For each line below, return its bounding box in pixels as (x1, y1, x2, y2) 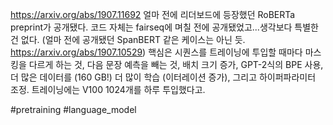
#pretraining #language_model (10, 104, 137, 115)
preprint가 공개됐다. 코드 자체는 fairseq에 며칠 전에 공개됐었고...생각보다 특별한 (10, 21, 319, 33)
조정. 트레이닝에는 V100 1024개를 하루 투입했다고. (10, 84, 206, 95)
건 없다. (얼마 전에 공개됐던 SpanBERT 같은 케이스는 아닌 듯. (10, 34, 246, 45)
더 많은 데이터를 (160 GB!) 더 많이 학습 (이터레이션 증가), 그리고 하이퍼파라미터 (10, 71, 317, 83)
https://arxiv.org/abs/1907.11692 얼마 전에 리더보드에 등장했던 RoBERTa (10, 9, 296, 20)
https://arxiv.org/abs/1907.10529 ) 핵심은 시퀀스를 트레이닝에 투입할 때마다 (10, 46, 303, 58)
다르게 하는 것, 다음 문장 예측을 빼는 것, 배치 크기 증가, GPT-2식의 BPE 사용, (28, 59, 324, 70)
